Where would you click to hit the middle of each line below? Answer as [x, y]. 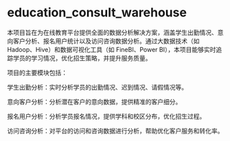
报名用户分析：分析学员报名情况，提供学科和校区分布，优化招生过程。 [106, 116]
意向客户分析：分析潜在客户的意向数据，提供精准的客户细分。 [94, 101]
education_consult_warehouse [97, 13]
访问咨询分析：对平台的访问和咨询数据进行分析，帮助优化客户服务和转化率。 [115, 131]
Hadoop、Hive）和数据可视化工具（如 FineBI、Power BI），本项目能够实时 [112, 49]
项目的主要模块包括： [37, 73]
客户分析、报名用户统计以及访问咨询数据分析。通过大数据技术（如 [106, 41]
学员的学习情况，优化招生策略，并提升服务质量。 [82, 58]
